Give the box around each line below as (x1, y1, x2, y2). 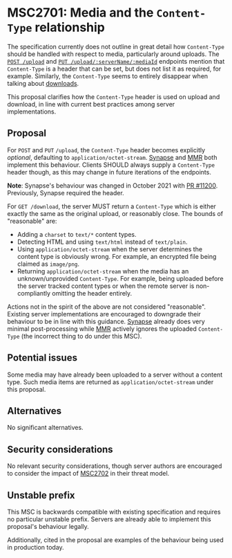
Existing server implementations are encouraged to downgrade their (7, 309, 202, 318)
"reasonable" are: (7, 217, 57, 225)
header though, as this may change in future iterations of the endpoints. (7, 168, 212, 176)
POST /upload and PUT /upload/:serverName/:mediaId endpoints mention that (7, 57, 225, 65)
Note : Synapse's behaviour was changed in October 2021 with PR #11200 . (7, 181, 218, 190)
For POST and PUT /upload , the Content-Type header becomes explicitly (7, 145, 206, 154)
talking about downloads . (7, 79, 79, 87)
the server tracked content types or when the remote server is (17, 282, 195, 290)
